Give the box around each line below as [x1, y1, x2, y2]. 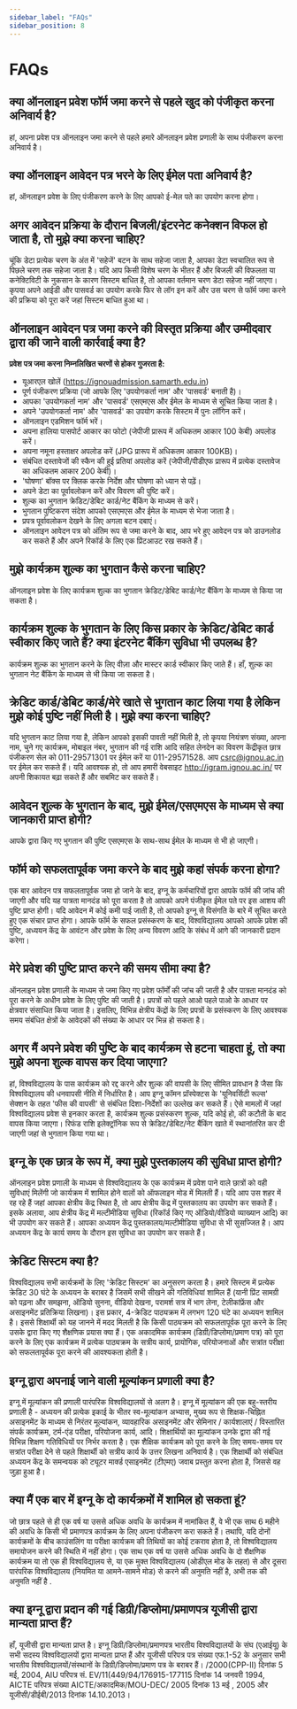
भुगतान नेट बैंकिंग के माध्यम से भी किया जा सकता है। [9, 669, 156, 679]
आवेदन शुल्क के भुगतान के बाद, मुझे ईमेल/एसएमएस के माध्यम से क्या [9, 798, 284, 813]
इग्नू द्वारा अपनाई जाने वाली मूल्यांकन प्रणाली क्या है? [9, 1373, 216, 1388]
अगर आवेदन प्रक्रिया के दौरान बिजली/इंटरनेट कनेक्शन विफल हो [9, 218, 268, 233]
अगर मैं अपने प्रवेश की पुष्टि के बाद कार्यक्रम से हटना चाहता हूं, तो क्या [9, 1041, 286, 1056]
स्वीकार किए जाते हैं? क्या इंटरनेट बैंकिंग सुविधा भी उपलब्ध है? [9, 635, 258, 651]
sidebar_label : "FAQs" [9, 12, 93, 22]
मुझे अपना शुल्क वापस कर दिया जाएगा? [9, 1055, 168, 1070]
